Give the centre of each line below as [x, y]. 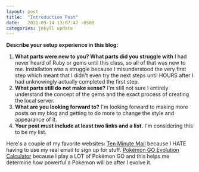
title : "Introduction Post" [42, 17]
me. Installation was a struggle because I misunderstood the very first [100, 69]
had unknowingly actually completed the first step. [77, 82]
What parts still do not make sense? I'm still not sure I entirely [91, 88]
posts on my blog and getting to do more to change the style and [94, 113]
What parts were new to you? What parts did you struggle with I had [101, 56]
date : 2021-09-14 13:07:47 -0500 [50, 23]
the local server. [35, 101]
